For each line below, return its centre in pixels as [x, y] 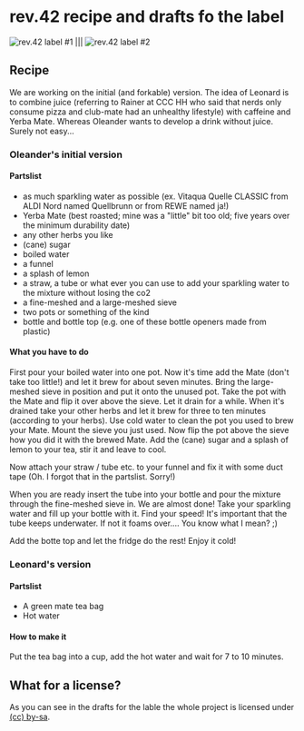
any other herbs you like [68, 234]
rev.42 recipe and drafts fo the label [147, 17]
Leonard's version [50, 564]
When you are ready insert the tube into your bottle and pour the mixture [145, 494]
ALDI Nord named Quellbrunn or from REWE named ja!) [126, 205]
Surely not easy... [42, 131]
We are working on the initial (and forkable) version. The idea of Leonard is [149, 92]
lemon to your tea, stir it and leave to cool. [88, 449]
